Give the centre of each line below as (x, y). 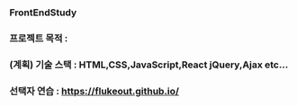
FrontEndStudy (43, 13)
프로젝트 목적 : (39, 38)
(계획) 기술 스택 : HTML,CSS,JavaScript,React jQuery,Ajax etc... (149, 65)
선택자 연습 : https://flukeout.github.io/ (94, 91)
